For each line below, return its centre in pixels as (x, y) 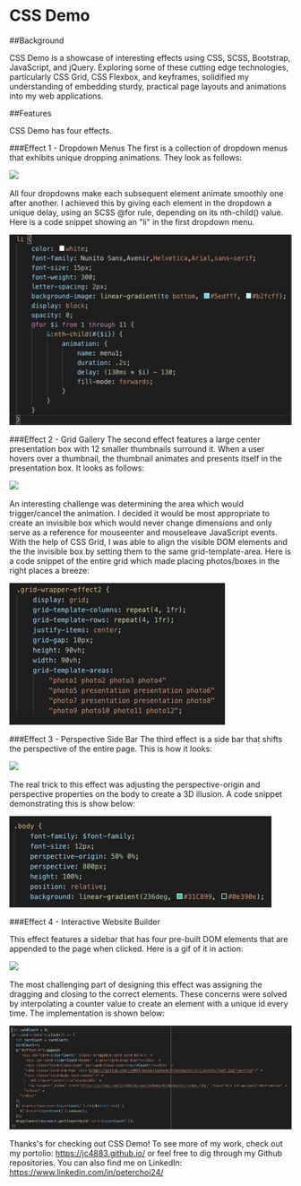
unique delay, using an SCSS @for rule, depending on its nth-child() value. (146, 212)
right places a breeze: (49, 571)
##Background (37, 40)
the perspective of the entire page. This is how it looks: (111, 749)
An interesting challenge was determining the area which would (127, 504)
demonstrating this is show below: (73, 804)
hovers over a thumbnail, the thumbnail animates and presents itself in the (146, 459)
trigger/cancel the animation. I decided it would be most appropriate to (140, 514)
